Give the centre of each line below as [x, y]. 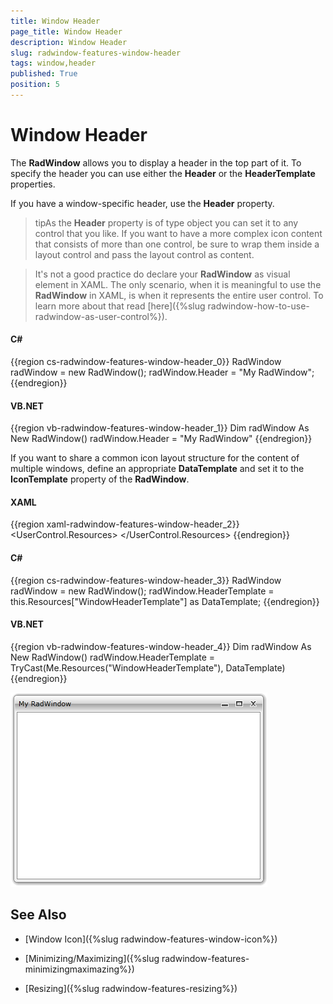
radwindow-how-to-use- [258, 306]
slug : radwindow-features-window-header [96, 53]
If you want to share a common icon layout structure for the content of [155, 458]
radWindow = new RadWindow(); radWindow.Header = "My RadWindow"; [162, 372]
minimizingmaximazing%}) [79, 969]
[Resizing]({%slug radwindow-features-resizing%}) [131, 988]
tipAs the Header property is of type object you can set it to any [166, 222]
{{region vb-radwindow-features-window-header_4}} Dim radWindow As [161, 646]
